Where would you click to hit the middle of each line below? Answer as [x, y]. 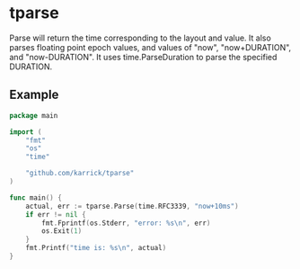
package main [34, 115]
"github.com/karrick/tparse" [80, 174]
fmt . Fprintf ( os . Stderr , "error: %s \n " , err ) [126, 223]
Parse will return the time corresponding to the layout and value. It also [140, 38]
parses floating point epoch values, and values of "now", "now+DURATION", [150, 47]
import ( [26, 132]
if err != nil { [56, 214]
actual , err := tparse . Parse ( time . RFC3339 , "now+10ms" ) [132, 206]
